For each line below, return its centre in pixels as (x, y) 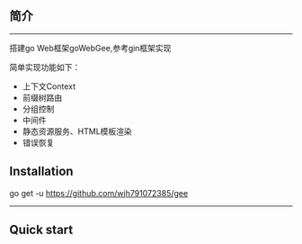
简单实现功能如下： (45, 67)
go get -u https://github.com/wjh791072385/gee (99, 193)
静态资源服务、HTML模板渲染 (77, 131)
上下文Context (49, 86)
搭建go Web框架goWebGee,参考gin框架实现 (90, 48)
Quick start (41, 230)
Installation (41, 172)
